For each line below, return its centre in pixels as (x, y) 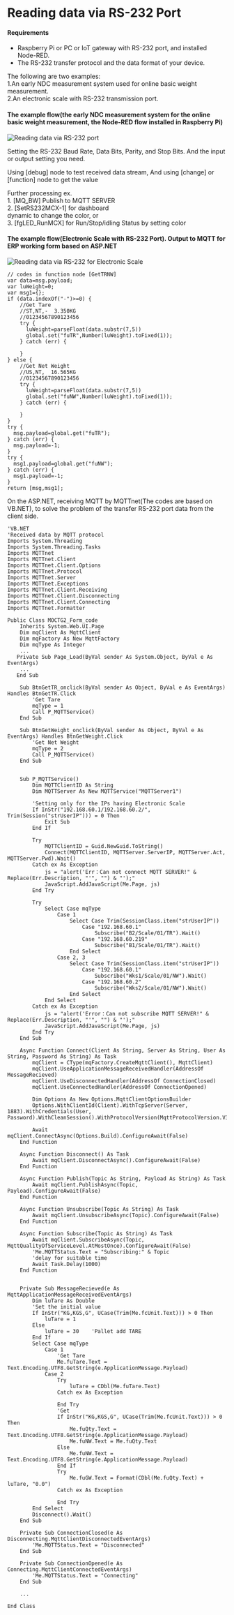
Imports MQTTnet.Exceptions (48, 583)
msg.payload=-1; (37, 445)
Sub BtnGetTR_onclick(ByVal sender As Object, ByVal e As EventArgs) (123, 687)
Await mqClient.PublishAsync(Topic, (85, 1184)
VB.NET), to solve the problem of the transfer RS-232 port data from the (111, 508)
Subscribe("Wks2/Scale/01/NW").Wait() (151, 988)
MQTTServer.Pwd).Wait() (42, 858)
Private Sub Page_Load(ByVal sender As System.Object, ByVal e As (115, 657)
